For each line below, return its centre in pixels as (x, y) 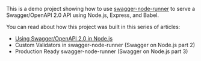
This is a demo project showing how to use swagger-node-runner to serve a (101, 9)
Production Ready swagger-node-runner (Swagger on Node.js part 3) (101, 51)
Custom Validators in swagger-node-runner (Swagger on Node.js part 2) (105, 45)
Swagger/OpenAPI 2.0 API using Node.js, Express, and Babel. (83, 15)
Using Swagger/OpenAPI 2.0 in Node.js (64, 38)
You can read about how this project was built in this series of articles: (93, 27)
